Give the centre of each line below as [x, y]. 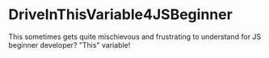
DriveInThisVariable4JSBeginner [120, 15]
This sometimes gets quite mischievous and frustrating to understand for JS [135, 37]
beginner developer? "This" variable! [69, 44]
